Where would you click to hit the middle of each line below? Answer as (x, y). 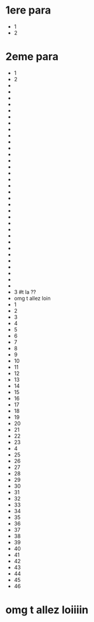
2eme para (32, 57)
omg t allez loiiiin (47, 610)
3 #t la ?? (25, 292)
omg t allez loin (32, 298)
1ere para (28, 10)
